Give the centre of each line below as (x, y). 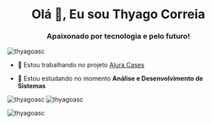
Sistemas (31, 86)
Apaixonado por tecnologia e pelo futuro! (118, 36)
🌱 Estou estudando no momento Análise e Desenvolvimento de (110, 78)
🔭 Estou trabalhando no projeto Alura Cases (81, 65)
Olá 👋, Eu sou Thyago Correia (118, 14)
